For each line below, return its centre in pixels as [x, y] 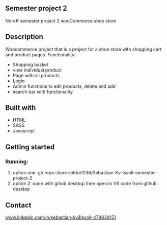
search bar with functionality [43, 92]
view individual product [37, 70]
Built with [21, 108]
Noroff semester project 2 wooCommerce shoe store [61, 20]
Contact [18, 205]
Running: [17, 162]
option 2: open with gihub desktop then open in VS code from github [85, 184]
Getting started [30, 147]
